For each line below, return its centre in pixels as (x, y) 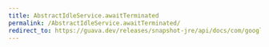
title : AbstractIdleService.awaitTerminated (84, 16)
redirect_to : (30, 30)
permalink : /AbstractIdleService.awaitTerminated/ (94, 23)
